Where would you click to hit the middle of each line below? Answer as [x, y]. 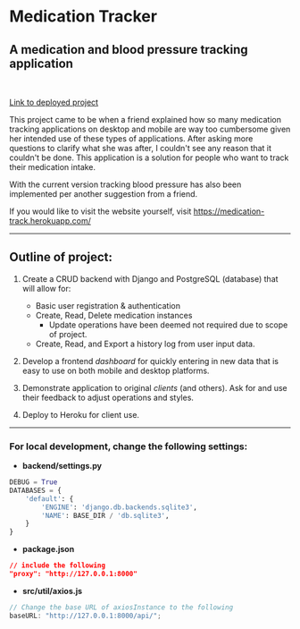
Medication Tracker [83, 17]
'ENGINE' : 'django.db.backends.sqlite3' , [120, 507]
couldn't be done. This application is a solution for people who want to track [149, 157]
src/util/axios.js [52, 591]
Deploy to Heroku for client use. [81, 414]
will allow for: [46, 288]
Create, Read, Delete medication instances [114, 315]
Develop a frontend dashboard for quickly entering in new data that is [150, 361]
